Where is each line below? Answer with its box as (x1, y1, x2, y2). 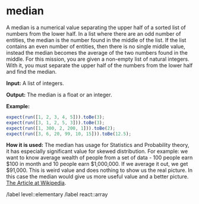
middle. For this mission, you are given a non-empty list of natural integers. (6, 55, 190, 62)
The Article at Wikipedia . (6, 180, 67, 187)
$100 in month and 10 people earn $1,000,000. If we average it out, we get (6, 161, 188, 168)
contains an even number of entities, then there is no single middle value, (6, 43, 185, 50)
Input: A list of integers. (6, 79, 64, 87)
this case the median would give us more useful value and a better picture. (6, 173, 189, 180)
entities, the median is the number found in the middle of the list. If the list (6, 36, 187, 43)
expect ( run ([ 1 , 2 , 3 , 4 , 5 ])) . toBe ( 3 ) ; (6, 114, 105, 120)
